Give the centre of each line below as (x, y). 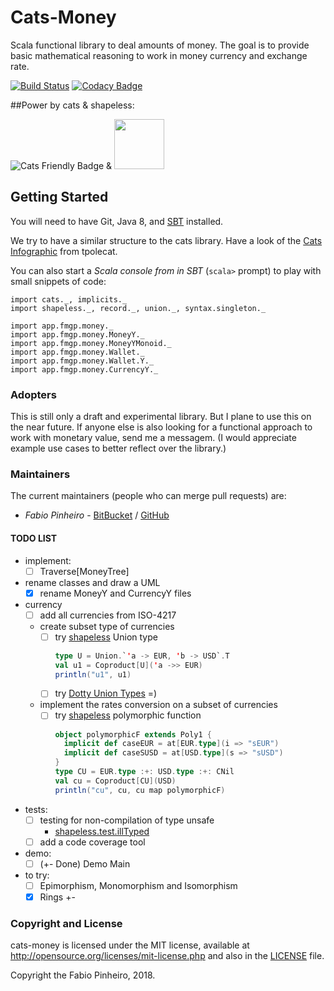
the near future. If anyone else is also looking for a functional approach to (161, 427)
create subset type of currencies (107, 626)
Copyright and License (66, 923)
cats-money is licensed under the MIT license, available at (130, 945)
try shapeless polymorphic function (128, 715)
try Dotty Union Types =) (106, 693)
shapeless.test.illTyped (102, 831)
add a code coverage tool (92, 842)
